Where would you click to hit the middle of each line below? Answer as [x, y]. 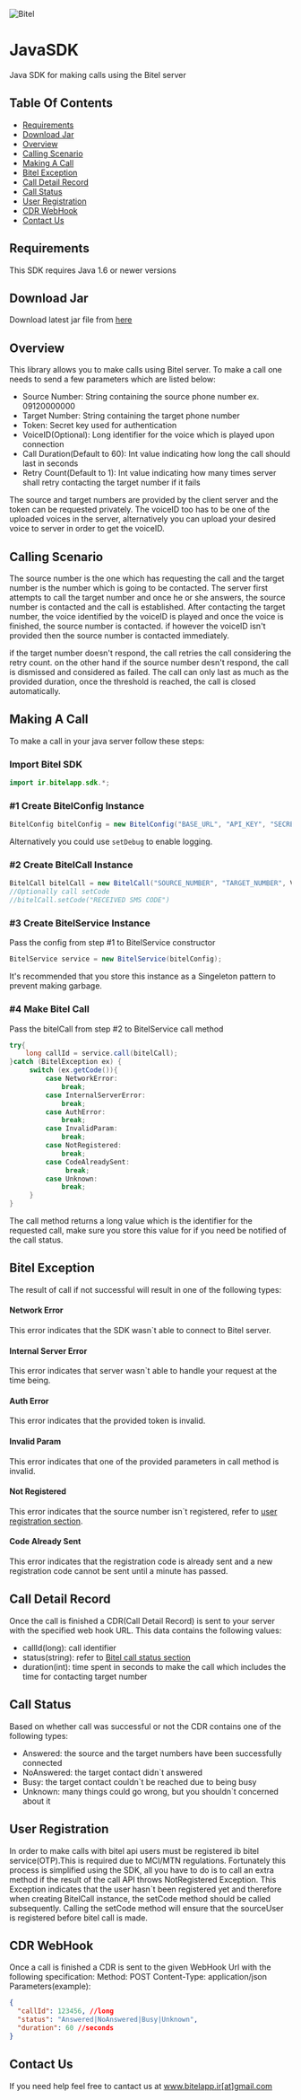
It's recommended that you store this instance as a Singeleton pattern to [142, 976]
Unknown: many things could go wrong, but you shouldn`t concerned [150, 1791]
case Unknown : [72, 1179]
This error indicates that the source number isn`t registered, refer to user [143, 1511]
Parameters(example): [50, 1986]
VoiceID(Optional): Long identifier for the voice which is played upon [148, 435]
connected [42, 1762]
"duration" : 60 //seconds [66, 2028]
